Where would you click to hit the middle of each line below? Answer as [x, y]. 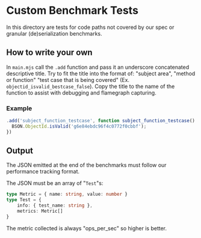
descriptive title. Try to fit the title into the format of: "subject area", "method [101, 74]
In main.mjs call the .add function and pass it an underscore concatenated [98, 67]
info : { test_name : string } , [55, 205]
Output [20, 151]
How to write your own [49, 53]
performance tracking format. [43, 172]
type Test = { [24, 200]
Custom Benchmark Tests [72, 11]
